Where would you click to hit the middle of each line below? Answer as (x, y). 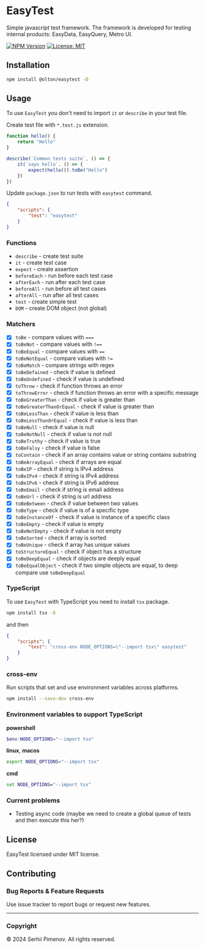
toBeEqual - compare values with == (60, 351)
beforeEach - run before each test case (64, 276)
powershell (21, 728)
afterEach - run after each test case (60, 282)
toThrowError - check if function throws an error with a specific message (107, 392)
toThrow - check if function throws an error (69, 386)
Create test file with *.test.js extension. (58, 125)
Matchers (21, 324)
